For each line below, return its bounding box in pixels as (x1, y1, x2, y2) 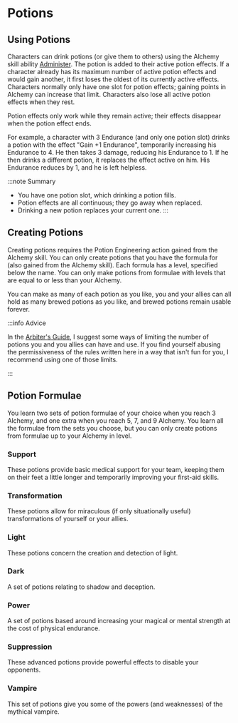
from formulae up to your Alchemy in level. (7, 431, 132, 440)
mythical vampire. (7, 707, 60, 716)
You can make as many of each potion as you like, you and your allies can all (7, 289, 232, 298)
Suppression (7, 642, 53, 652)
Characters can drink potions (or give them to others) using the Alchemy (7, 52, 220, 61)
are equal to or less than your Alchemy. (7, 276, 122, 284)
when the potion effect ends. (7, 119, 92, 128)
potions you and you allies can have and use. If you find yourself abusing (7, 340, 222, 349)
